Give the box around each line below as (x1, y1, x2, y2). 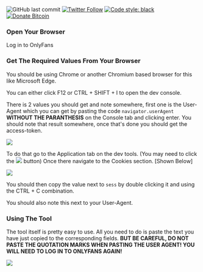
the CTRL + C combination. (6, 187, 74, 194)
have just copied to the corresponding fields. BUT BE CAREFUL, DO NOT (6, 234, 189, 241)
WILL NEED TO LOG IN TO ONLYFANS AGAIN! (6, 248, 123, 255)
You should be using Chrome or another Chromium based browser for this (6, 70, 193, 78)
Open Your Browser (6, 28, 66, 36)
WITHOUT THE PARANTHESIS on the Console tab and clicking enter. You (6, 114, 192, 121)
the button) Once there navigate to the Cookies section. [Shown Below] (6, 157, 193, 164)
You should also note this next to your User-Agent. (6, 199, 133, 206)
